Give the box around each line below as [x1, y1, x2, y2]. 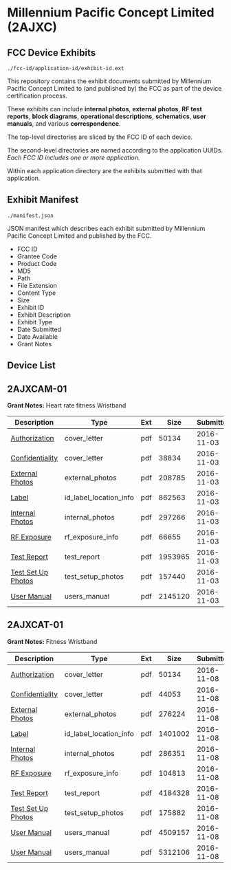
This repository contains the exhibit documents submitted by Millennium [7, 77, 212, 85]
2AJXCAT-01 [7, 619, 64, 631]
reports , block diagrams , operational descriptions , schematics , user [7, 112, 206, 120]
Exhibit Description [16, 311, 71, 319]
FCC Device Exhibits [7, 47, 96, 58]
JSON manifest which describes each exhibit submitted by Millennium [7, 224, 206, 232]
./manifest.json [7, 212, 54, 219]
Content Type [16, 289, 56, 297]
